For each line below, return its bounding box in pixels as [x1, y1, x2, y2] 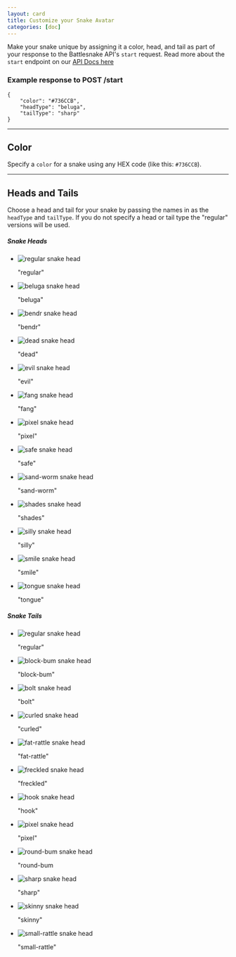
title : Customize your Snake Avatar [7, 17, 114, 24]
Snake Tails [7, 611, 42, 620]
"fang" [17, 405, 37, 413]
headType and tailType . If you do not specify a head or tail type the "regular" [7, 213, 228, 222]
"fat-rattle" [17, 752, 49, 761]
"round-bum [17, 861, 54, 870]
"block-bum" [17, 670, 55, 679]
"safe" [17, 459, 37, 468]
